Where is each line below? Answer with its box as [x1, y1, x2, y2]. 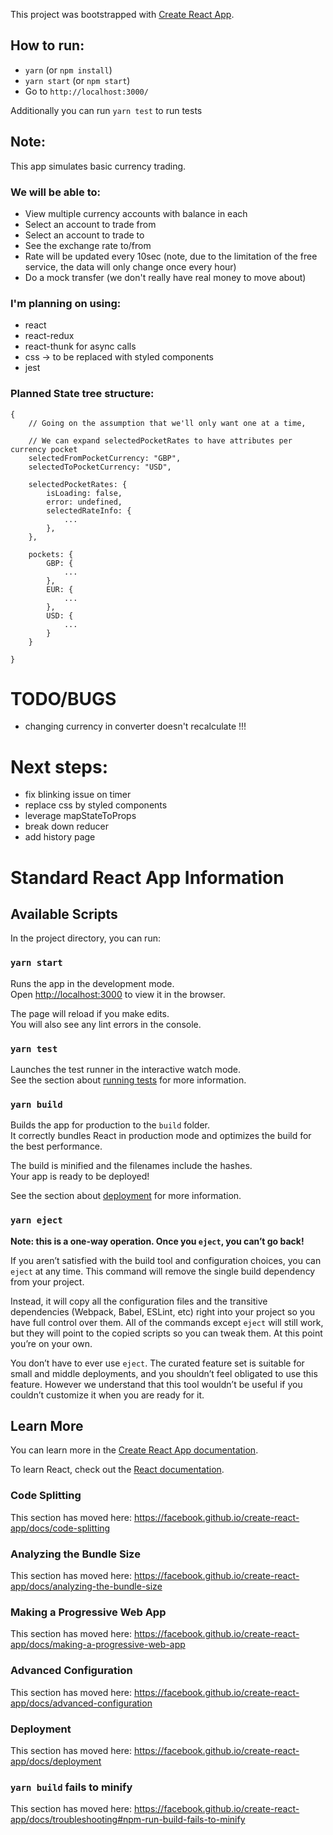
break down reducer [24, 820, 110, 833]
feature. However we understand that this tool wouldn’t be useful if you [10, 1378, 303, 1390]
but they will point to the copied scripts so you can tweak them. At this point [10, 1327, 323, 1339]
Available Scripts [10, 905, 118, 923]
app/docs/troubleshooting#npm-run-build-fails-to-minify [10, 1814, 246, 1826]
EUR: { [46, 584, 74, 594]
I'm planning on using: [10, 296, 122, 310]
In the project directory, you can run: [10, 932, 161, 944]
